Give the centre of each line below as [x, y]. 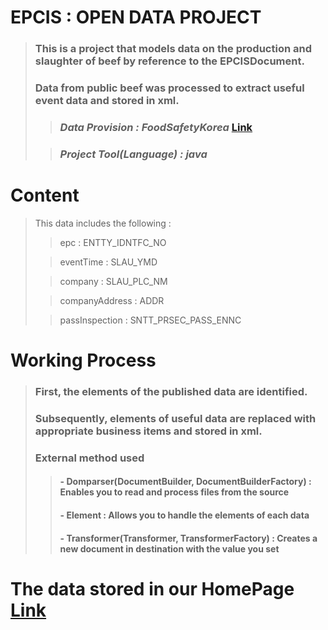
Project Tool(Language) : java [133, 154]
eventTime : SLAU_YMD [108, 262]
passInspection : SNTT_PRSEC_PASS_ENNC [150, 320]
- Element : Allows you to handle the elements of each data [184, 515]
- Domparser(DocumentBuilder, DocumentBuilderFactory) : [185, 482]
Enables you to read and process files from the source [174, 492]
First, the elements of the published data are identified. [171, 391]
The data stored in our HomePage [152, 588]
